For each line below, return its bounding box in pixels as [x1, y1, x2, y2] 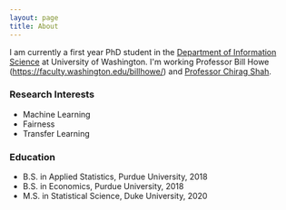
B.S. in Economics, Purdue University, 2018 [22, 181, 184, 192]
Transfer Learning [22, 128, 91, 138]
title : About [9, 22, 59, 31]
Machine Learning [22, 109, 91, 119]
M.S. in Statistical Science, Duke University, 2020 [22, 191, 208, 202]
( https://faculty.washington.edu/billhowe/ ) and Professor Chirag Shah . [9, 65, 272, 77]
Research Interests [9, 88, 95, 100]
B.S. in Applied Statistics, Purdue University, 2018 [22, 171, 208, 182]
